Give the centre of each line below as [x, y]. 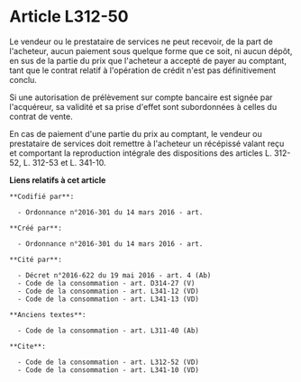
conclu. [23, 79]
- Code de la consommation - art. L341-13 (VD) [109, 299]
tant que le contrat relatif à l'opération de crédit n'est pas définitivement [143, 70]
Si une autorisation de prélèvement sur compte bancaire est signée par [141, 97]
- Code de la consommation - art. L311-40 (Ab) [109, 331]
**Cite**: [28, 346]
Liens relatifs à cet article [58, 180]
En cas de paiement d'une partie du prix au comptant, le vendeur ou [136, 133]
